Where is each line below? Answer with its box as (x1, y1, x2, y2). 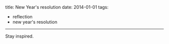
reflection (12, 14, 33, 19)
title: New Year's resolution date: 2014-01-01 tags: (5, 4, 109, 10)
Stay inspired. (5, 33, 34, 39)
